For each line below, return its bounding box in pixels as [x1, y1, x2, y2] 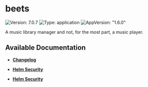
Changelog [12, 57, 37, 63]
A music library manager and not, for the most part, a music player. [5, 29, 144, 35]
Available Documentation [5, 43, 86, 52]
